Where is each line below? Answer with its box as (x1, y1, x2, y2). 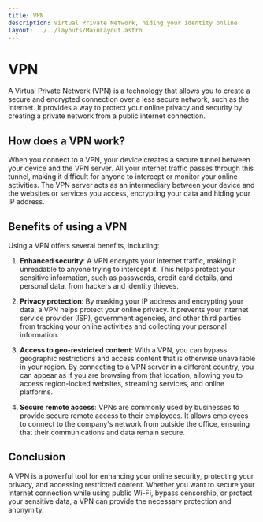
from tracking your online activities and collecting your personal (19, 321, 227, 331)
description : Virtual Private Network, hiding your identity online (8, 19, 238, 27)
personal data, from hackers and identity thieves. (19, 281, 180, 290)
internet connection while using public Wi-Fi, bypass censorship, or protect (8, 488, 253, 498)
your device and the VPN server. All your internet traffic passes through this (8, 163, 254, 173)
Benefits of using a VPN (8, 220, 128, 233)
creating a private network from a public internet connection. (8, 111, 206, 121)
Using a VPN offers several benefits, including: (8, 240, 160, 250)
